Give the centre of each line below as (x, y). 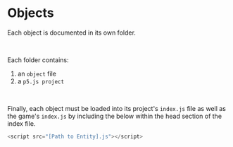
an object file (37, 73)
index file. (21, 123)
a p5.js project (41, 81)
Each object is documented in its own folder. (71, 33)
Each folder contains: (38, 60)
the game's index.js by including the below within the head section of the (115, 116)
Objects (31, 13)
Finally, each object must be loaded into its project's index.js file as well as (117, 108)
